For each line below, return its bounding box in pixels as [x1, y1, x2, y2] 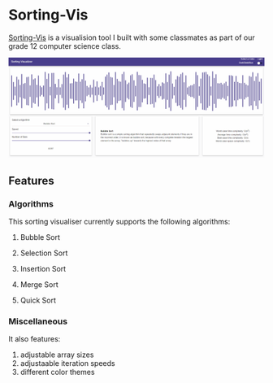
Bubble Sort [19, 232, 61, 242]
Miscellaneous [8, 316, 67, 327]
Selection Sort [19, 248, 68, 258]
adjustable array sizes [19, 350, 94, 359]
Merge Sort [19, 279, 58, 289]
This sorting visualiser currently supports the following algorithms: [8, 216, 231, 226]
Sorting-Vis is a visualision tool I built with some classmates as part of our [8, 33, 255, 42]
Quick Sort [19, 295, 57, 305]
